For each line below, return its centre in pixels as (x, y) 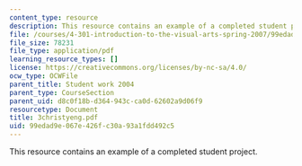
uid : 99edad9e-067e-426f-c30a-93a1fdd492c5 (92, 127)
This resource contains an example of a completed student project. (133, 152)
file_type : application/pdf (62, 51)
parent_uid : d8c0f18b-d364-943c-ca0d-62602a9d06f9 (106, 101)
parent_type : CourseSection (62, 92)
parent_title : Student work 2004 (72, 84)
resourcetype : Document (54, 109)
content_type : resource (54, 17)
